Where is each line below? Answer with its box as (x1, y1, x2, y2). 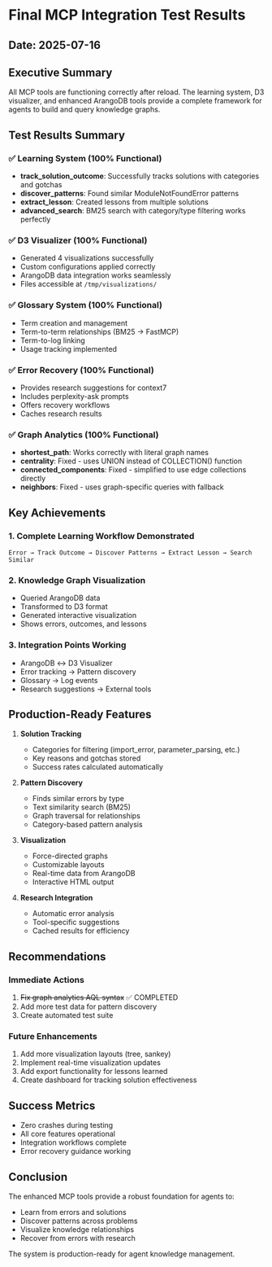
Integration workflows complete (19, 1138, 127, 1147)
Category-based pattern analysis (32, 820, 144, 830)
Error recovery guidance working (19, 1146, 132, 1156)
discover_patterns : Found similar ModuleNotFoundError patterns (19, 189, 240, 199)
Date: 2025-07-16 (8, 38, 101, 52)
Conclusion (8, 1170, 68, 1184)
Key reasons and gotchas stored (32, 753, 141, 763)
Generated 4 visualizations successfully (19, 253, 154, 263)
